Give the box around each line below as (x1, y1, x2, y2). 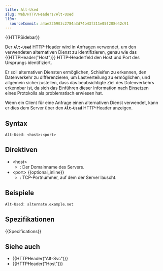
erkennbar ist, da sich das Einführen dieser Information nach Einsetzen (5, 85, 149, 91)
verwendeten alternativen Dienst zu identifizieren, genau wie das (5, 49, 137, 55)
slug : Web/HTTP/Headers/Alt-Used (5, 12, 74, 17)
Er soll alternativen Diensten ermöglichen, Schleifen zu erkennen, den (5, 69, 147, 75)
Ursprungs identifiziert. (5, 60, 52, 66)
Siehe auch (5, 242, 40, 251)
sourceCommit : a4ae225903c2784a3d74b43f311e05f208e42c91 (9, 21, 129, 26)
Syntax (5, 119, 28, 128)
